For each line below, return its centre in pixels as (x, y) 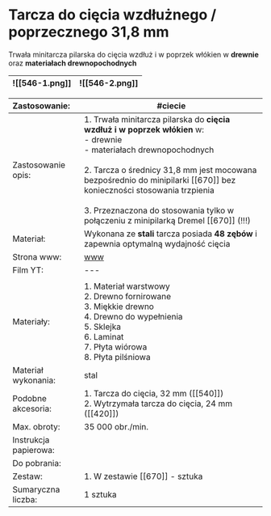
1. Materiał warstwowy (127, 286)
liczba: (25, 499)
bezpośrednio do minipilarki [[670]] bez (160, 180)
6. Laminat (104, 336)
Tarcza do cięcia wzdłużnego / (113, 15)
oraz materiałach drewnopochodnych (73, 63)
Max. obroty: (36, 426)
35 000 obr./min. (117, 426)
